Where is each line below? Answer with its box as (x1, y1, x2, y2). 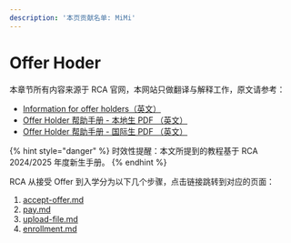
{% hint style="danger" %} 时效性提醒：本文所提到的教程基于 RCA (9, 145, 258, 156)
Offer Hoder (9, 52, 102, 73)
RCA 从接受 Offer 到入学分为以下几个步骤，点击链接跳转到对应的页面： (9, 176, 275, 187)
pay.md (22, 204, 52, 215)
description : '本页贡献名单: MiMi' (9, 13, 136, 23)
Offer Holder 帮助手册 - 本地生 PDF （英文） (22, 115, 188, 126)
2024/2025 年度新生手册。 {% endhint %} (9, 157, 167, 167)
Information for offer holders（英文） (22, 103, 162, 114)
